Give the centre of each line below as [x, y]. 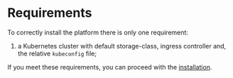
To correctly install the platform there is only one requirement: [98, 32]
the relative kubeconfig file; [57, 53]
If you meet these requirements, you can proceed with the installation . [110, 67]
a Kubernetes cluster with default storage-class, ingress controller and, [122, 46]
